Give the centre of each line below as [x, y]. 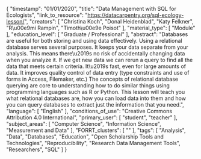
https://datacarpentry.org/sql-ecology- [135, 15]
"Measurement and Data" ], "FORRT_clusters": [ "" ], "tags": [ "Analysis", [96, 130]
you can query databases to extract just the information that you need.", [95, 104]
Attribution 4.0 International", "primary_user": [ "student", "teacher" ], [92, 117]
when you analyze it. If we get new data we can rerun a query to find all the [100, 60]
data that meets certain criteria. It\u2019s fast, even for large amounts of [96, 66]
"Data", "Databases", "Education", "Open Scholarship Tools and [85, 137]
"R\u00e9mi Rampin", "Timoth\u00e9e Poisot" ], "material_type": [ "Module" [101, 28]
